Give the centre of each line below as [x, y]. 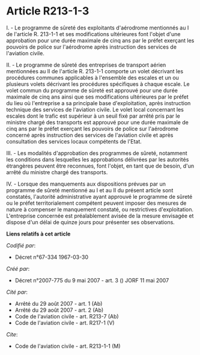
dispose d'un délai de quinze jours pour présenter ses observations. [91, 222]
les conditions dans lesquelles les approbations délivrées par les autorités [98, 159]
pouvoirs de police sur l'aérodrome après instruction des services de [92, 47]
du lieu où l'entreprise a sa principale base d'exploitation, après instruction [98, 103]
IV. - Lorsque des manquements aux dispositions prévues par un [86, 184]
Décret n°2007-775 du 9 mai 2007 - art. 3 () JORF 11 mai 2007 [92, 280]
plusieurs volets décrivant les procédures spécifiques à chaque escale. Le [98, 84]
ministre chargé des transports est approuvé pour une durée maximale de [98, 122]
